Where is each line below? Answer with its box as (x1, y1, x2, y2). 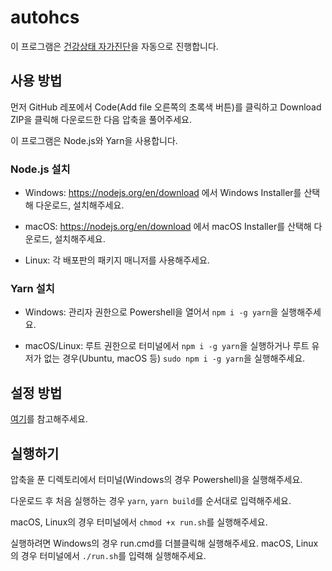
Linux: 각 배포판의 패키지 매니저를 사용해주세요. (24, 254, 210, 266)
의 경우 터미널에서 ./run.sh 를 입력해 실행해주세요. (10, 549, 207, 561)
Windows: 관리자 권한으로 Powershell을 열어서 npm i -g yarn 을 (24, 306, 279, 318)
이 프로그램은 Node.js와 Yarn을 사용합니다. (10, 134, 178, 146)
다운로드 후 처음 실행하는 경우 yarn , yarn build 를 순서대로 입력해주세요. (10, 494, 292, 506)
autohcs (10, 6, 80, 29)
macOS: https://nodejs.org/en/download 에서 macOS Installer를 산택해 (24, 221, 312, 233)
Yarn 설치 (10, 281, 55, 295)
